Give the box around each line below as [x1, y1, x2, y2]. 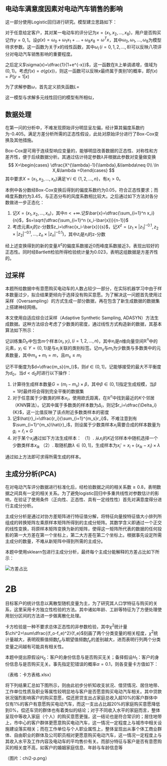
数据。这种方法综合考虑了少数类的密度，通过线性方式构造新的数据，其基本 [9, 321, 162, 327]
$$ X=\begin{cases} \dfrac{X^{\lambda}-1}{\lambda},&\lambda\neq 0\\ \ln [8, 162, 159, 168]
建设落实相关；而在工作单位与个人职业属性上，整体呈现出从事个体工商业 [9, 726, 158, 732]
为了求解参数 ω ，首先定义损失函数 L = [5, 84, 80, 90]
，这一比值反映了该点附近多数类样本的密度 [22, 409, 109, 415]
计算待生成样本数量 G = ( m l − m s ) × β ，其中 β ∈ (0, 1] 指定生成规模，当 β [12, 381, 157, 388]
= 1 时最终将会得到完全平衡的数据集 [12, 388, 84, 394]
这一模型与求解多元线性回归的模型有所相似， [5, 94, 97, 100]
